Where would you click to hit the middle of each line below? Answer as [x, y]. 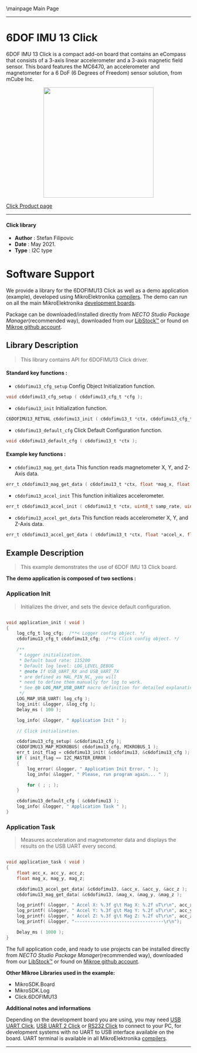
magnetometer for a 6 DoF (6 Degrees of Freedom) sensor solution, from [94, 72]
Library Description [42, 346]
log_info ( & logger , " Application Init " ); [72, 720]
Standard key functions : [37, 373]
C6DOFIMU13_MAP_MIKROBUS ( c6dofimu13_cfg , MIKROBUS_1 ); [88, 747]
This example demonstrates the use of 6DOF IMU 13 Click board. [99, 567]
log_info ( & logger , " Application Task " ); [72, 807]
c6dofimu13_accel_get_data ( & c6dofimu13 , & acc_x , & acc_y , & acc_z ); [102, 889]
